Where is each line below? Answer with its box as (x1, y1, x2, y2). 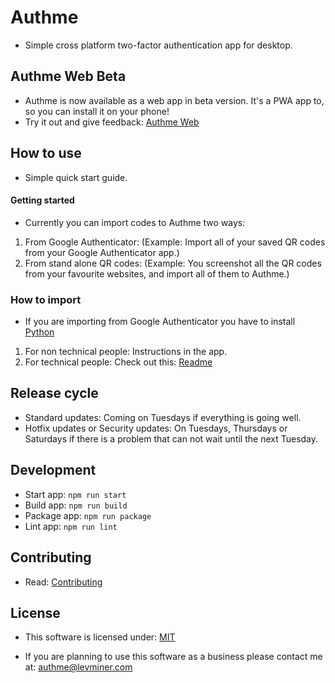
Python (24, 326, 55, 338)
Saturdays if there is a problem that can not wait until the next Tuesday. (24, 432, 319, 445)
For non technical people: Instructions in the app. (24, 346, 228, 358)
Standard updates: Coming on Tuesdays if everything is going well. (24, 411, 302, 423)
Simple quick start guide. (24, 171, 128, 183)
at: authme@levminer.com (24, 661, 133, 673)
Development (10, 462, 97, 479)
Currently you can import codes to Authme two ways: (24, 216, 246, 228)
